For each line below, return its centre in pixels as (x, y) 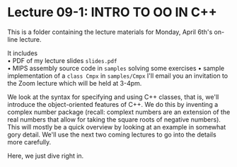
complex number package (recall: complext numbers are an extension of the (119, 112)
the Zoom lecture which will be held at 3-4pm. (75, 83)
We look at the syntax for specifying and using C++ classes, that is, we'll (113, 97)
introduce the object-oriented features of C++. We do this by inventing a (113, 104)
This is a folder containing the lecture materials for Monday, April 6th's (110, 32)
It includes (22, 53)
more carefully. (29, 142)
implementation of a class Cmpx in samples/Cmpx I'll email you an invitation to (118, 76)
